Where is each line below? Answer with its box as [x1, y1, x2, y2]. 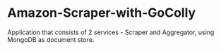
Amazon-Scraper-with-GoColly [7, 5, 196, 21]
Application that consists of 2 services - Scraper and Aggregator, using [7, 28, 215, 36]
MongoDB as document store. [7, 35, 95, 43]
